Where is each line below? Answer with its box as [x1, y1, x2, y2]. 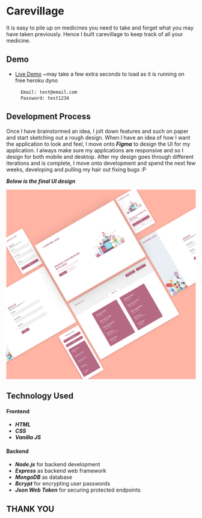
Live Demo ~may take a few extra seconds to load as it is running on [14, 70, 185, 78]
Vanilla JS [14, 434, 41, 441]
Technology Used [6, 390, 74, 401]
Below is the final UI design [6, 177, 76, 185]
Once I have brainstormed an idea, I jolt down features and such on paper [6, 128, 189, 135]
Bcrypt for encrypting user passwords [14, 480, 111, 487]
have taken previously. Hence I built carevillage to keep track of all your [6, 30, 183, 37]
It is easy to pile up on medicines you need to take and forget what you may [6, 24, 194, 31]
